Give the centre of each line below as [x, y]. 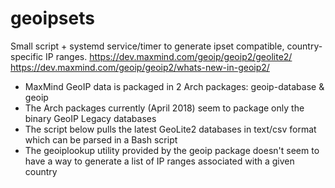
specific [27, 56]
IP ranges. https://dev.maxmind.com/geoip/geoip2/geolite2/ [169, 56]
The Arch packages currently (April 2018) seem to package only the [164, 108]
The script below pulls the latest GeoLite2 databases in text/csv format [170, 129]
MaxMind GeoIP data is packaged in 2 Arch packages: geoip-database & [174, 86]
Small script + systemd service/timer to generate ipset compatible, [147, 46]
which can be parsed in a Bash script [101, 139]
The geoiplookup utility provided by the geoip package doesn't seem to [172, 150]
